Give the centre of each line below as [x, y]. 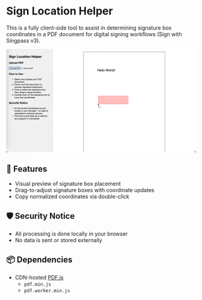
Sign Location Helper [60, 11]
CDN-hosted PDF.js [39, 277]
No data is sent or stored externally [58, 240]
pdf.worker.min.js [47, 290]
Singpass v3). [23, 40]
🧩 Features [27, 169]
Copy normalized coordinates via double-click [72, 196]
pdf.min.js [38, 284]
